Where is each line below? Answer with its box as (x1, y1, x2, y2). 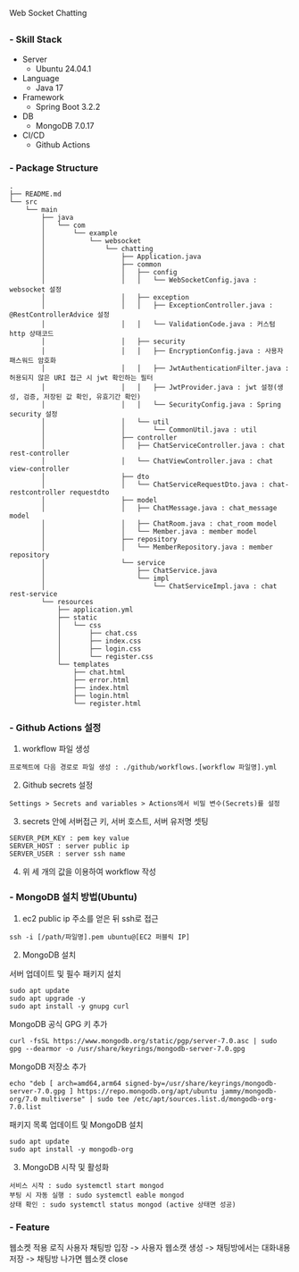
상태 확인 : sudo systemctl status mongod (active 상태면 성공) (9, 1200, 237, 1209)
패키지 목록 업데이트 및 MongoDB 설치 (9, 1119, 144, 1130)
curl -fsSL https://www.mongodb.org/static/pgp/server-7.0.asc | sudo (9, 1036, 278, 1045)
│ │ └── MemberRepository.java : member (41, 543, 274, 552)
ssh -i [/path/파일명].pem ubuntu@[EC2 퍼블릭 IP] (9, 932, 190, 941)
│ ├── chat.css (56, 629, 138, 638)
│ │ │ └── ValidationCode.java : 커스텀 (41, 320, 276, 329)
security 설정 (9, 410, 58, 419)
